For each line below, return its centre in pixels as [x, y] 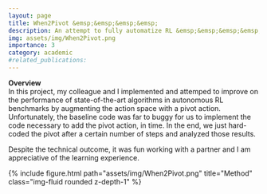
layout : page [30, 16]
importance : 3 [32, 46]
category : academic [41, 53]
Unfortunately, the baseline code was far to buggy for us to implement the [130, 117]
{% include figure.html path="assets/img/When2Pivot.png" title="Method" [130, 173]
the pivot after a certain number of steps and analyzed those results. [143, 133]
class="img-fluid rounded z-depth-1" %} [75, 181]
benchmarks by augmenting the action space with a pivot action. [115, 108]
